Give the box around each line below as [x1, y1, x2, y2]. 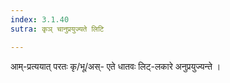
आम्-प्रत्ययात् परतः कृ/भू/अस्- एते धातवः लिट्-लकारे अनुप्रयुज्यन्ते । [10, 60, 222, 72]
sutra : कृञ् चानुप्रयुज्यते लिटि [10, 24, 105, 34]
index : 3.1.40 [10, 14, 70, 25]
